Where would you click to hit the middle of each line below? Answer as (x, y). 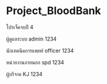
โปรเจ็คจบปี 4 (20, 27)
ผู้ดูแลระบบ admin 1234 (31, 39)
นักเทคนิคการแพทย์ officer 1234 (40, 51)
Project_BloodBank (53, 11)
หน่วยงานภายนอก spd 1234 (35, 62)
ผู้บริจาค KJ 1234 (24, 74)
